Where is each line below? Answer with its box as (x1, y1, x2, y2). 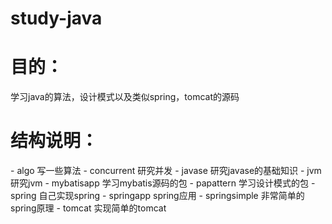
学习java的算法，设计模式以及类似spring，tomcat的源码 (10, 91, 240, 103)
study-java (10, 7, 103, 30)
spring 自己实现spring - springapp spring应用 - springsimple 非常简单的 (10, 190, 305, 202)
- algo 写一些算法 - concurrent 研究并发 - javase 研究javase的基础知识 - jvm (10, 165, 322, 177)
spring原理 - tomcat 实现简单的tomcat (10, 202, 167, 214)
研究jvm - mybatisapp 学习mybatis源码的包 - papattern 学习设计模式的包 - (10, 177, 316, 189)
